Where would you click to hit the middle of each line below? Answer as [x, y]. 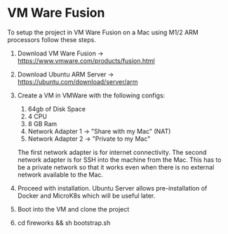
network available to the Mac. [60, 174]
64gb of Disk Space [57, 109]
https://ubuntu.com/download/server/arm [78, 81]
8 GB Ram [42, 123]
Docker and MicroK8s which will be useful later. [86, 195]
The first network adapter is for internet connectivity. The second [112, 152]
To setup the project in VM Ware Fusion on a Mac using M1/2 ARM [103, 32]
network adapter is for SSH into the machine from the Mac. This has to [119, 160]
